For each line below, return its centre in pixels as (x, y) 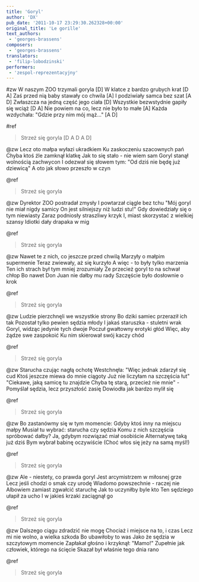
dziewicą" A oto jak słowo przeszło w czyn (59, 168)
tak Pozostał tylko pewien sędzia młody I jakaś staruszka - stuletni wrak (94, 323)
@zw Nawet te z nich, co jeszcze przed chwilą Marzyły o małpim (86, 256)
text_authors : (24, 34)
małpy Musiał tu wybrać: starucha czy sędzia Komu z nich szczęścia (90, 430)
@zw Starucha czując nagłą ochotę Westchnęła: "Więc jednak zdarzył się (96, 370)
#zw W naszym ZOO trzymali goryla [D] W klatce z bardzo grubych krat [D (97, 89)
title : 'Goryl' (25, 12)
